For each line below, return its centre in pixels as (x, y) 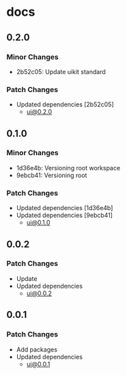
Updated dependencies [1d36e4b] (65, 208)
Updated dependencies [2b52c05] (65, 104)
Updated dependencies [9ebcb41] (65, 215)
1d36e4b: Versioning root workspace (68, 168)
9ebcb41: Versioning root (52, 175)
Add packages (37, 349)
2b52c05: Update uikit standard (61, 71)
